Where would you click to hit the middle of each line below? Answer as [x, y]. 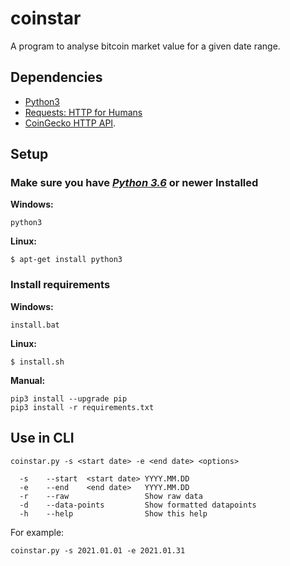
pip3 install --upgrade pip [69, 398]
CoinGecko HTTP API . [70, 123]
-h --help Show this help [113, 513]
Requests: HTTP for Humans [83, 112]
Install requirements [60, 285]
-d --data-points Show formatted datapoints [138, 505]
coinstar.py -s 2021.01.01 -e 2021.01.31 [98, 550]
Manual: [28, 380]
